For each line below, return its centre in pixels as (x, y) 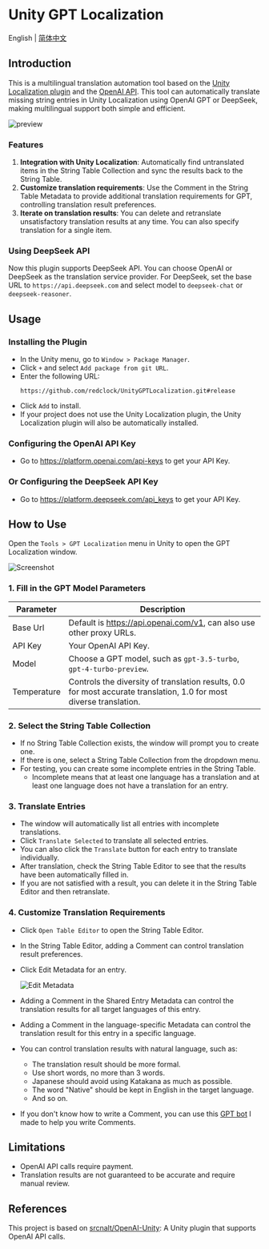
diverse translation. (104, 701)
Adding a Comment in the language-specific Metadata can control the (135, 1024)
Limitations (37, 1148)
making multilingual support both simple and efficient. (97, 108)
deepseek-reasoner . (40, 294)
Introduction (40, 64)
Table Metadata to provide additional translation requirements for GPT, (136, 196)
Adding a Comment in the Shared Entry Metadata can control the (127, 1000)
